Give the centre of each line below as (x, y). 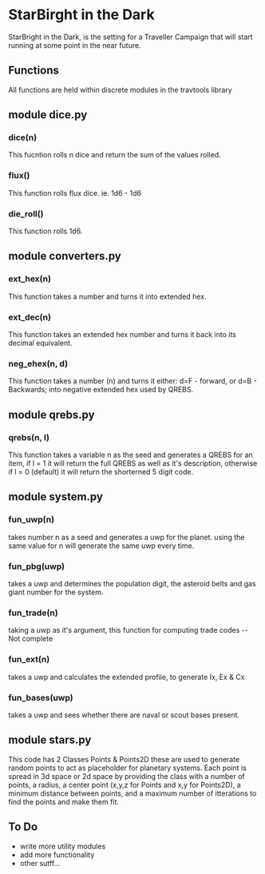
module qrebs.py (51, 414)
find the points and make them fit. (64, 801)
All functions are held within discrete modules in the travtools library (121, 89)
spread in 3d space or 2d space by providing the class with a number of (127, 776)
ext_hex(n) (30, 279)
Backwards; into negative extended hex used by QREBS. (101, 390)
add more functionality (57, 854)
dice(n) (23, 137)
